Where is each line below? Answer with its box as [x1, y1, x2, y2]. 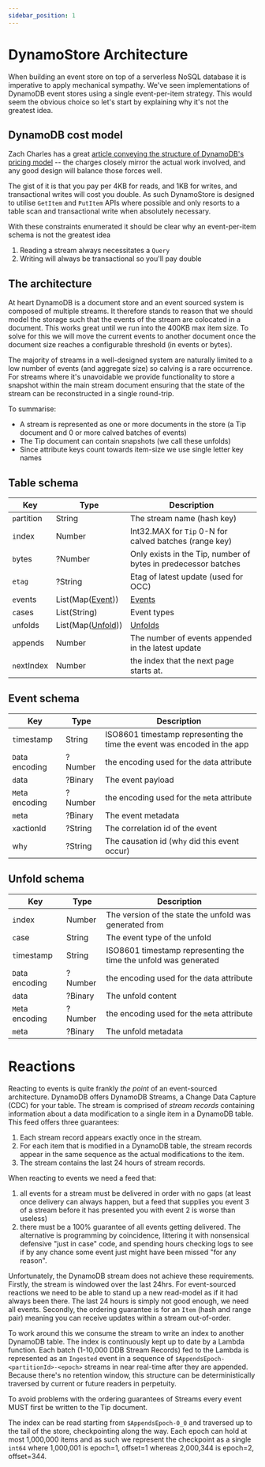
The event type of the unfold [106, 932, 211, 943]
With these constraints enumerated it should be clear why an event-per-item [8, 222, 256, 232]
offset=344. [8, 1451, 47, 1461]
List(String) [55, 607, 98, 618]
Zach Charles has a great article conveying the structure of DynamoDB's [8, 149, 244, 159]
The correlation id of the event [105, 822, 218, 834]
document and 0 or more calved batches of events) [19, 428, 187, 437]
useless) [19, 1213, 48, 1223]
